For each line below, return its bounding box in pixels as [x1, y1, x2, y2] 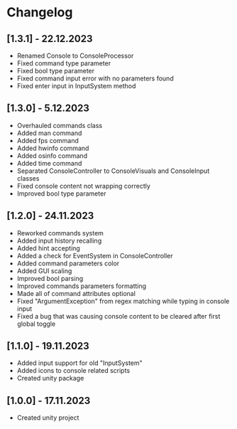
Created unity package [16, 374, 84, 383]
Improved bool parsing [16, 274, 83, 282]
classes [16, 174, 40, 182]
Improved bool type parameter [16, 189, 106, 198]
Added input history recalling [16, 236, 102, 245]
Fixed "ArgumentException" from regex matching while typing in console [16, 297, 230, 305]
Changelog [6, 4, 73, 21]
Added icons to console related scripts [16, 366, 131, 375]
